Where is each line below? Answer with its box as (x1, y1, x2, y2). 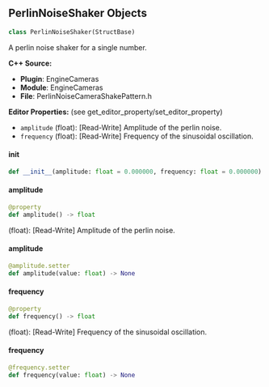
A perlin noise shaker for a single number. (8, 42, 147, 52)
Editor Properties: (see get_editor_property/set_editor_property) (8, 107, 224, 117)
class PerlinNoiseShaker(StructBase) (8, 28, 136, 36)
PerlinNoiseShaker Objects (8, 6, 148, 20)
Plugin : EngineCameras (19, 74, 99, 83)
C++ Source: (8, 58, 53, 68)
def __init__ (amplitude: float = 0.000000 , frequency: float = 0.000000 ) (8, 168, 263, 176)
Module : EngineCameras (19, 83, 103, 92)
